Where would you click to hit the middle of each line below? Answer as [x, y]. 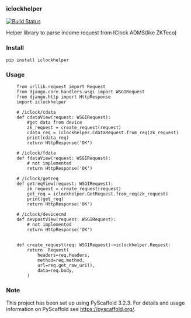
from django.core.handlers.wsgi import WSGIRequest [81, 92]
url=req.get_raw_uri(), [66, 265]
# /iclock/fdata [37, 153]
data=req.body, [56, 270]
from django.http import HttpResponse [64, 97]
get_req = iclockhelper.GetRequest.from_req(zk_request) [98, 194]
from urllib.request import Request [61, 86]
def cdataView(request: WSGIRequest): [64, 117]
